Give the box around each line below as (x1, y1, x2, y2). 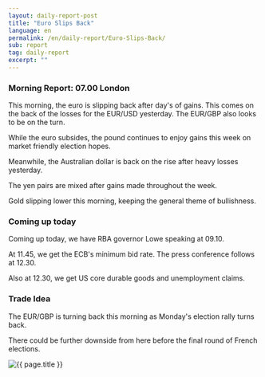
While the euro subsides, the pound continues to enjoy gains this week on (8, 133, 251, 143)
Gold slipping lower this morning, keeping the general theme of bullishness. (8, 196, 257, 206)
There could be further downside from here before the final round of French (8, 336, 258, 345)
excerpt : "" (8, 57, 48, 65)
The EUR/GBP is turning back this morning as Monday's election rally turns (8, 312, 255, 321)
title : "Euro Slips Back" (8, 19, 94, 27)
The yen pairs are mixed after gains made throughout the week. (8, 181, 218, 190)
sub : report (8, 41, 48, 49)
